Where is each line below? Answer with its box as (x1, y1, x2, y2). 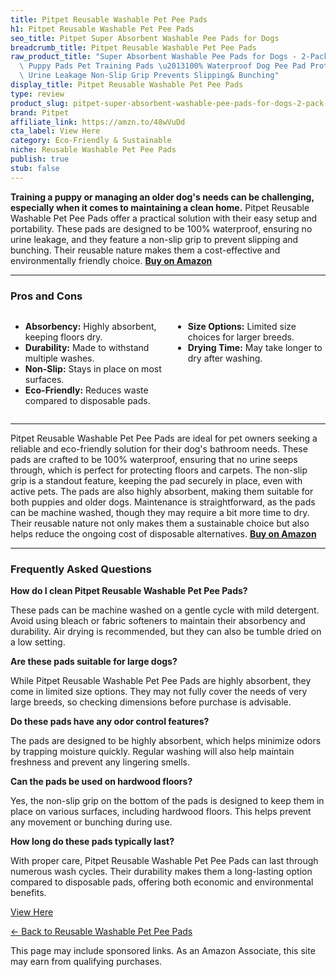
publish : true (10, 154, 70, 164)
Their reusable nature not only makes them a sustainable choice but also (10, 517, 310, 529)
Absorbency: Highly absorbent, (24, 320, 157, 332)
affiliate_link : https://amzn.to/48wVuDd (10, 117, 186, 127)
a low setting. (10, 636, 66, 648)
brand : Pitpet (10, 107, 70, 118)
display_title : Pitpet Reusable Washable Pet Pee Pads (10, 80, 244, 90)
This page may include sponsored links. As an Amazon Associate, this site (10, 945, 316, 957)
